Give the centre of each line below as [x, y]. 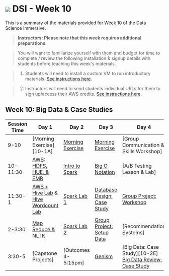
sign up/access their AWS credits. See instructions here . [83, 94]
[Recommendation [144, 226]
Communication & [143, 145]
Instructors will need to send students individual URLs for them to [93, 88]
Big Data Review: [142, 259]
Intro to [72, 166]
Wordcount [46, 205]
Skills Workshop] [142, 151]
